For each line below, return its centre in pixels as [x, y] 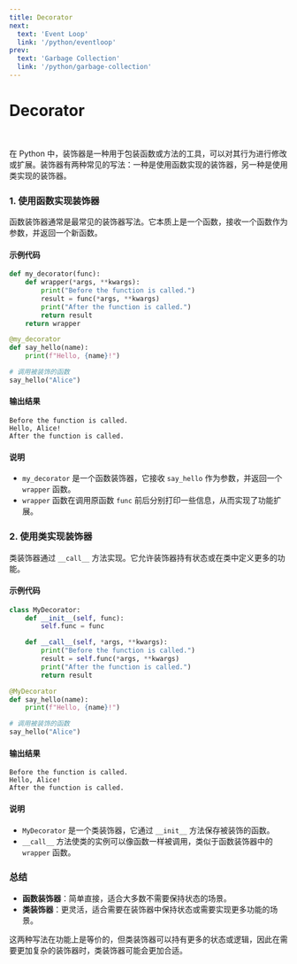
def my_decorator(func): [55, 274]
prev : [19, 51]
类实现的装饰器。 [40, 175]
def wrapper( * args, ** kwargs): [83, 283]
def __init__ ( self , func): [75, 618]
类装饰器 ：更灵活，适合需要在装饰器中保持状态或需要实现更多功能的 [146, 909]
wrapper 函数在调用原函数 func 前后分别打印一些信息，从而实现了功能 [148, 501]
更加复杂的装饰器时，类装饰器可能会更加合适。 [102, 950]
